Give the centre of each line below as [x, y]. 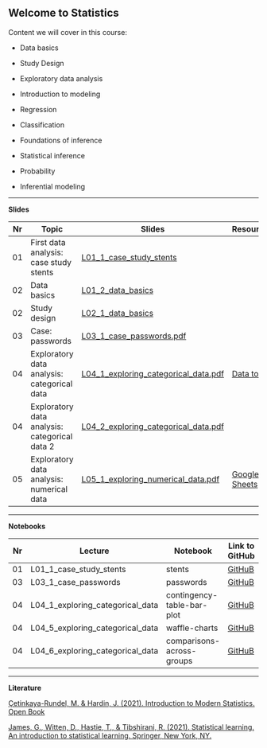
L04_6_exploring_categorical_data [95, 650]
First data [48, 242]
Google [246, 474]
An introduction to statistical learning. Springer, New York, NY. [110, 735]
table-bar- [187, 605]
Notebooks [27, 526]
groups [179, 660]
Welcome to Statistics [64, 13]
